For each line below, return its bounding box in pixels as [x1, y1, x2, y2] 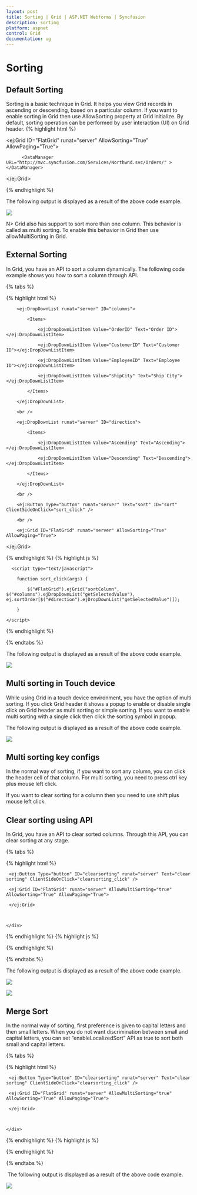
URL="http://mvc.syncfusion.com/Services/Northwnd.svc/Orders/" [6, 160, 167, 165]
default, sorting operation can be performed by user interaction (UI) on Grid [6, 119, 189, 126]
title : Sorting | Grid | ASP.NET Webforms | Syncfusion [6, 14, 146, 20]
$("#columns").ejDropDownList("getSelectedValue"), [6, 591, 135, 597]
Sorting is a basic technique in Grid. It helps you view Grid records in [6, 101, 172, 107]
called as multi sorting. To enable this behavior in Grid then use [6, 227, 159, 233]
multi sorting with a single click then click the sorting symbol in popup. [6, 713, 177, 720]
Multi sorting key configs [6, 752, 100, 762]
